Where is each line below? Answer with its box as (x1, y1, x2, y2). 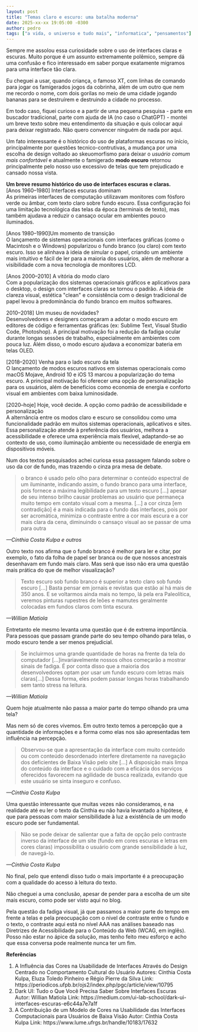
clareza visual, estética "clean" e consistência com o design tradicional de (6, 292, 187, 299)
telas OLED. (6, 347, 34, 354)
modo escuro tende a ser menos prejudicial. (6, 639, 113, 646)
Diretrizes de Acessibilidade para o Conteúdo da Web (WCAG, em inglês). (6, 927, 186, 934)
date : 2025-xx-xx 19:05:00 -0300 (6, 20, 89, 25)
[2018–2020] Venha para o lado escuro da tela (6, 358, 119, 365)
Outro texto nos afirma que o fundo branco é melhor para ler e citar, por (6, 548, 181, 555)
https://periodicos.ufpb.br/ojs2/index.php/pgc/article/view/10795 (14, 981, 173, 988)
